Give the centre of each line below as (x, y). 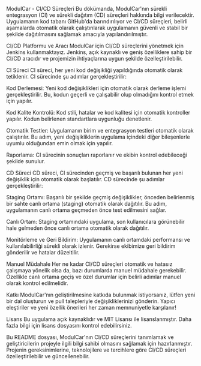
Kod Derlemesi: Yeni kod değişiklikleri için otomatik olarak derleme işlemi (96, 88)
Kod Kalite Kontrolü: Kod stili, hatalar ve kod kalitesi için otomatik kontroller (98, 112)
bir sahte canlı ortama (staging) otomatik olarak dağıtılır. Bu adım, (86, 204)
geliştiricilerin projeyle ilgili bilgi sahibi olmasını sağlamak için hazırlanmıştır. (99, 343)
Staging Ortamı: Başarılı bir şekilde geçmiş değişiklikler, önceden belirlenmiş (100, 197)
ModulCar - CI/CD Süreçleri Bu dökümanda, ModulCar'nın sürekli (87, 9)
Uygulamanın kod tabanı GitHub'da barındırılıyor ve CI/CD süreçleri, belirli (97, 21)
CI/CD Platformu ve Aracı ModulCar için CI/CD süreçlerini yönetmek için (95, 46)
